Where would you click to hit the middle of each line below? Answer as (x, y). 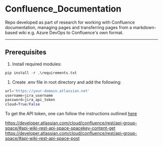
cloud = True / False (23, 104)
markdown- (145, 27)
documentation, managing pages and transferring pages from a (69, 27)
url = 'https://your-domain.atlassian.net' (48, 91)
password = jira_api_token (30, 100)
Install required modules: (37, 64)
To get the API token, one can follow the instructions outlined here (71, 114)
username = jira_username (29, 95)
